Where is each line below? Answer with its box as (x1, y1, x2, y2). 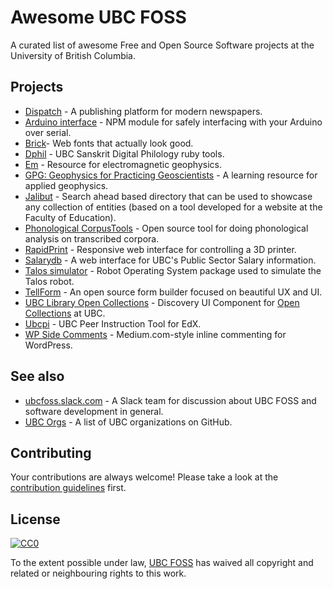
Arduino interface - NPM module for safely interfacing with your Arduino (24, 116, 323, 128)
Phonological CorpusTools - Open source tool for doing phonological (24, 222, 309, 234)
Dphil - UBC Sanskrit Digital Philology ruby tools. (24, 147, 225, 160)
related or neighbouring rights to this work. (10, 567, 187, 580)
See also (10, 368, 65, 385)
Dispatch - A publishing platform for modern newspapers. (24, 105, 263, 117)
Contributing (10, 444, 92, 461)
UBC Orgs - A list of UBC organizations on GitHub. (24, 416, 233, 428)
